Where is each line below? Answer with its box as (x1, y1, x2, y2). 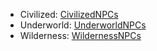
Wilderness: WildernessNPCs (19, 30, 142, 41)
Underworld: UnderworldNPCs (19, 19, 147, 31)
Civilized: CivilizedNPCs (19, 9, 119, 20)
